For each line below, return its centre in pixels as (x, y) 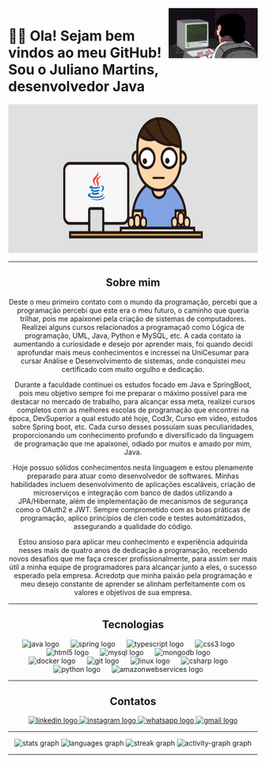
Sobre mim (133, 283)
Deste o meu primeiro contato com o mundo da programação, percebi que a (133, 301)
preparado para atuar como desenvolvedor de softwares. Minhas (133, 476)
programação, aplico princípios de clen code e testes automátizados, (133, 518)
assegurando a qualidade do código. (133, 526)
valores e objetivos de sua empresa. (133, 592)
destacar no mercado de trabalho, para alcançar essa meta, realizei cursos (133, 401)
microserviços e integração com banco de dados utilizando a (133, 493)
